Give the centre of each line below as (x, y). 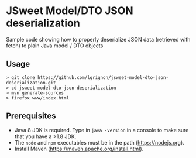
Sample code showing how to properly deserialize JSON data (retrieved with (98, 39)
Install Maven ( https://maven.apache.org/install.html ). (79, 149)
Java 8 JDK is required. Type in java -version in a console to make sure (102, 130)
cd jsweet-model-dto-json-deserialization (64, 88)
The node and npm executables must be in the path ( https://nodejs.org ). (99, 142)
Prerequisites (31, 116)
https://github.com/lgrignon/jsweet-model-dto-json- (103, 77)
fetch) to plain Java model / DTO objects (55, 46)
